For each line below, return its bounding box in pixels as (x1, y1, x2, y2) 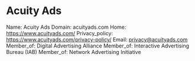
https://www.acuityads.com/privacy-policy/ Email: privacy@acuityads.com (6, 36, 188, 43)
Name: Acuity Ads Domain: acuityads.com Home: (6, 23, 126, 30)
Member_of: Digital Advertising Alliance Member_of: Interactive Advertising (6, 42, 190, 49)
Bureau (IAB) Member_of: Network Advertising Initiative (6, 48, 141, 55)
